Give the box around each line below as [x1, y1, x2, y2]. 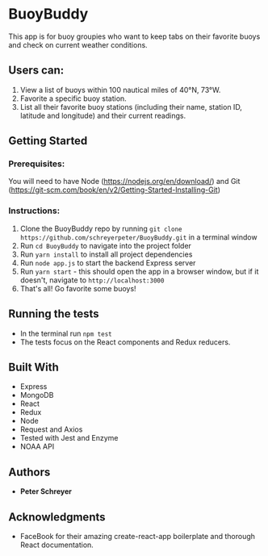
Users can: [8, 64, 65, 77]
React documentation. [19, 540, 94, 550]
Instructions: [8, 205, 61, 216]
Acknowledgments [8, 510, 107, 524]
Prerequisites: [8, 158, 65, 169]
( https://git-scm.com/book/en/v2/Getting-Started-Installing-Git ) [8, 185, 220, 194]
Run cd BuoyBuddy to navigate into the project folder [19, 240, 192, 250]
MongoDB [19, 391, 54, 400]
